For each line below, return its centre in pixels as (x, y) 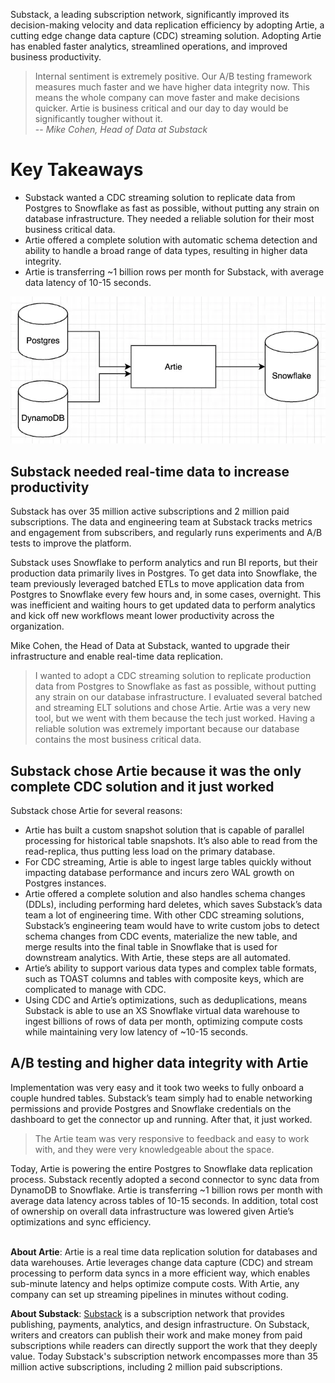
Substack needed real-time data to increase (150, 471)
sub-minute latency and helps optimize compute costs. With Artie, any (155, 1283)
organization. (37, 626)
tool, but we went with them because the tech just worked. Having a (175, 718)
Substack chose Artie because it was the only (156, 770)
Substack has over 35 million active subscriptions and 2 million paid (150, 511)
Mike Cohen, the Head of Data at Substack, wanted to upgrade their (150, 646)
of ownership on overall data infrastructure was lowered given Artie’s (152, 1211)
